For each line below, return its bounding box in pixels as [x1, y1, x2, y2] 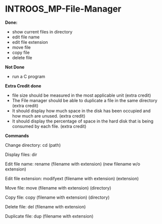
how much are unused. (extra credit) [12, 113, 86, 119]
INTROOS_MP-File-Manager [5, 3, 122, 15]
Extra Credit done [5, 83, 41, 88]
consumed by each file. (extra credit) [12, 123, 87, 129]
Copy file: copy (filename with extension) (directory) [5, 194, 110, 200]
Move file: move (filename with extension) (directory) [5, 185, 111, 190]
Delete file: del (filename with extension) [5, 204, 86, 209]
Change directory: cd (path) [5, 142, 61, 148]
